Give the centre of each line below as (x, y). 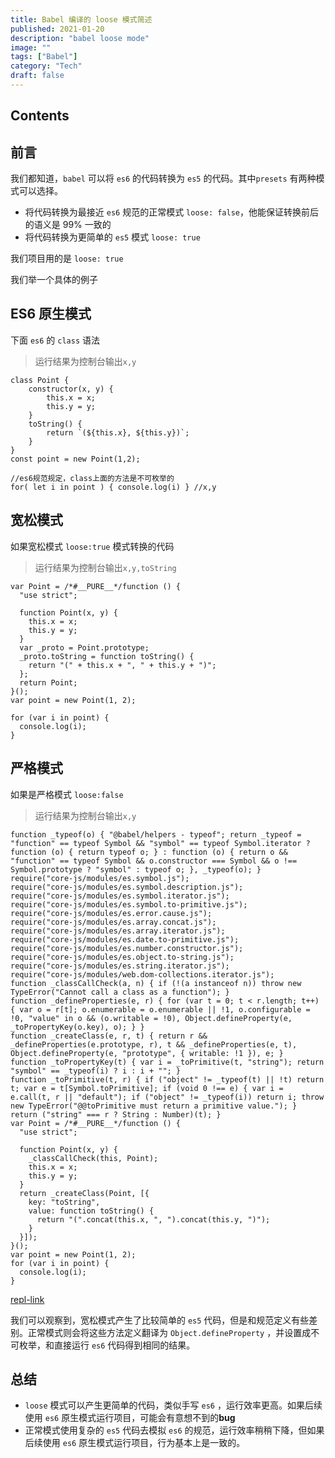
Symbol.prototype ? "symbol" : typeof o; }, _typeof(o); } (136, 869)
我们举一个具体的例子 (54, 280)
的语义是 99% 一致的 (68, 225)
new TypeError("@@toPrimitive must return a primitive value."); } (154, 1106)
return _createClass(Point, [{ (84, 1193)
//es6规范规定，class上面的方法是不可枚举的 (92, 478)
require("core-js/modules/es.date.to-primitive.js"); (125, 939)
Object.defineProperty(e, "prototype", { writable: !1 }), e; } (147, 1053)
